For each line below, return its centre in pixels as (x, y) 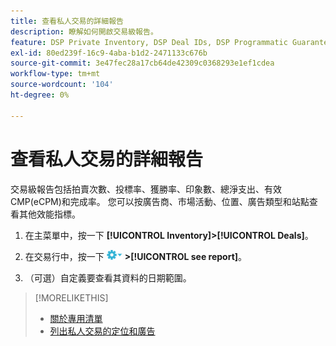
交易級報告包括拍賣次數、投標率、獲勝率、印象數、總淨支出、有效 (146, 189)
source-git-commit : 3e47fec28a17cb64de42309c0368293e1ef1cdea (142, 63)
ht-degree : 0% (40, 95)
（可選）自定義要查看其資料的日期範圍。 (108, 277)
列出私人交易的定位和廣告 (102, 331)
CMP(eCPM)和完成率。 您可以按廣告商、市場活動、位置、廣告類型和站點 (160, 201)
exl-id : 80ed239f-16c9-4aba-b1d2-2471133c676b (109, 53)
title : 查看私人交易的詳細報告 (67, 21)
